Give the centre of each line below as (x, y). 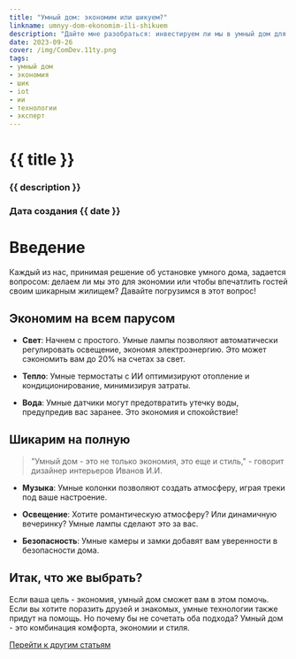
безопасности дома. (61, 550)
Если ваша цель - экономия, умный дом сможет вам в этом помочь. (139, 599)
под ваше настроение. (65, 497)
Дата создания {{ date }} (65, 211)
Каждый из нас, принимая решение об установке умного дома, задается (148, 272)
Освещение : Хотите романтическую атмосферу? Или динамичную (149, 514)
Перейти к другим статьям (60, 644)
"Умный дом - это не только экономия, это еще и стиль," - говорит (157, 461)
